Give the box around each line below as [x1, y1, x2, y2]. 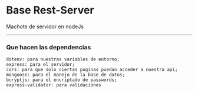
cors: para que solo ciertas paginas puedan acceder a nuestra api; [6, 67, 178, 73]
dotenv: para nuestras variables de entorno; [6, 56, 120, 62]
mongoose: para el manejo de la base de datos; [6, 72, 126, 78]
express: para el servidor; [6, 62, 75, 68]
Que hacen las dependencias [6, 43, 91, 51]
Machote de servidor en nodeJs [6, 23, 84, 30]
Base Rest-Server [6, 4, 94, 17]
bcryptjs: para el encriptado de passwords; [6, 77, 117, 83]
